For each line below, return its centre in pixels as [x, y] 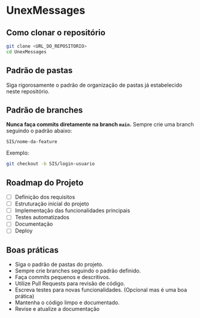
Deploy [24, 231]
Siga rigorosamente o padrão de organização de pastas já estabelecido [94, 85]
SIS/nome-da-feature [32, 142]
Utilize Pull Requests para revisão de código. [70, 284]
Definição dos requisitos [45, 197]
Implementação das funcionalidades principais [72, 211]
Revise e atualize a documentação [57, 309]
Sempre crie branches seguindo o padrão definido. [78, 271]
